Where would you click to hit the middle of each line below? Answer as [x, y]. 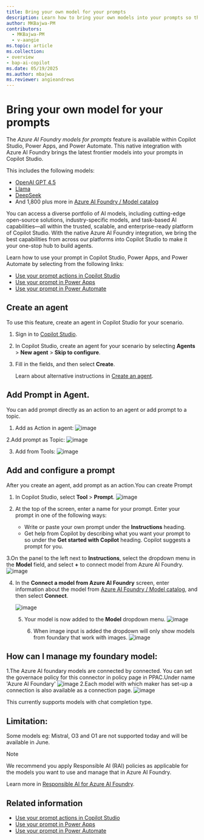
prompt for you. [44, 546]
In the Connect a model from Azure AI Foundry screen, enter [92, 582]
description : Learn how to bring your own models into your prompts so [99, 18]
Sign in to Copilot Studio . [46, 334]
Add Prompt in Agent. [48, 395]
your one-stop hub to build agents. [50, 246]
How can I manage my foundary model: [82, 656]
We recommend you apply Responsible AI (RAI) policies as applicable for [97, 766]
